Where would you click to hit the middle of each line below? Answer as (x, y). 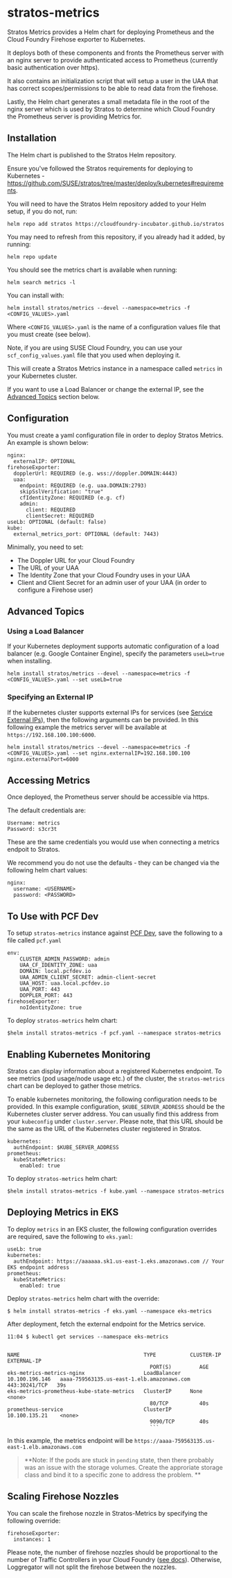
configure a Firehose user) (55, 590)
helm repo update (32, 257)
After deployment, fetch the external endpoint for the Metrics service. (106, 1324)
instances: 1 (32, 1539)
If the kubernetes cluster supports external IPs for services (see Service (110, 712)
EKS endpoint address (38, 1267)
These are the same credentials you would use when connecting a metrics (113, 842)
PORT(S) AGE (179, 1367)
